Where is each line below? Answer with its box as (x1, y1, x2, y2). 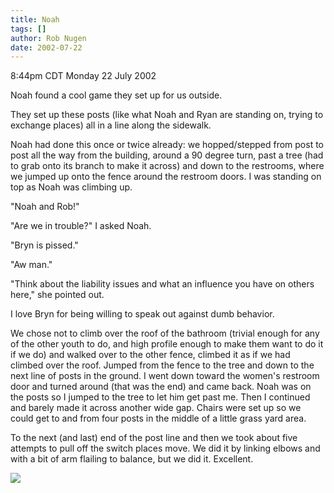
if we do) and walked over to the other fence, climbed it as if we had (10, 349, 291, 361)
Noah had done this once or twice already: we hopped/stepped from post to (10, 139, 324, 151)
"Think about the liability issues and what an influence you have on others (10, 278, 315, 290)
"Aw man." (10, 259, 53, 271)
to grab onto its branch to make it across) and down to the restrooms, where (10, 160, 325, 172)
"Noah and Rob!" (10, 201, 80, 213)
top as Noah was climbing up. (10, 181, 133, 193)
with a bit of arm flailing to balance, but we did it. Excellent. (10, 453, 254, 465)
